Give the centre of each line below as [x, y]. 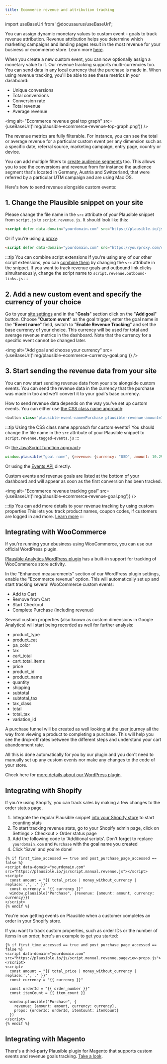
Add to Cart [24, 594]
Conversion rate [29, 101]
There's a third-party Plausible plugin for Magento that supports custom [79, 1051]
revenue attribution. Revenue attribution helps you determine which [74, 39]
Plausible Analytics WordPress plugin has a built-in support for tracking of [81, 559]
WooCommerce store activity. [36, 564]
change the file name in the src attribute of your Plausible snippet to [75, 432]
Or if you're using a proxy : [32, 239]
